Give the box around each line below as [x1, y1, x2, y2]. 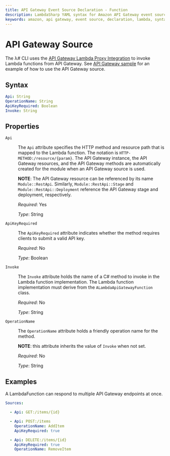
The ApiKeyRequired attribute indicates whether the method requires [18, 230, 160, 236]
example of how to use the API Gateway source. [5, 66, 105, 72]
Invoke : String [5, 108, 37, 113]
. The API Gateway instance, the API [72, 155, 148, 161]
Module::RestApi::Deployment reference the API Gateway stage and [18, 187, 158, 193]
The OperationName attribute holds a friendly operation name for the [18, 328, 158, 334]
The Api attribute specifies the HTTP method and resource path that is [18, 145, 164, 151]
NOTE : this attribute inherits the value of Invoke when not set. [18, 343, 146, 349]
